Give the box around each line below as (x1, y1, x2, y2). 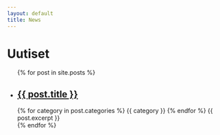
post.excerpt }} (16, 114, 60, 122)
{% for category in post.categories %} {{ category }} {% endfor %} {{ (16, 107, 214, 115)
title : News (7, 16, 41, 23)
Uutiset (7, 46, 50, 62)
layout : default (7, 10, 53, 17)
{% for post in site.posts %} (16, 69, 96, 77)
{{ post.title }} (16, 88, 79, 100)
